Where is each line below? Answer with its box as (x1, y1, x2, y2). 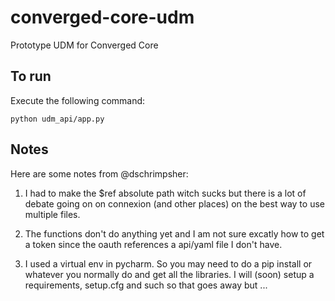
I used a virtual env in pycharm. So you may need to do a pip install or (24, 257, 313, 270)
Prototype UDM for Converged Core (10, 39, 159, 51)
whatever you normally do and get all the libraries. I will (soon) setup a (24, 268, 315, 280)
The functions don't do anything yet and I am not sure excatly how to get (24, 227, 325, 240)
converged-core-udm (10, 6, 195, 29)
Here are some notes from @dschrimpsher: (10, 167, 189, 180)
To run (10, 68, 52, 85)
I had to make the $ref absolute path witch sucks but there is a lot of (24, 187, 307, 199)
